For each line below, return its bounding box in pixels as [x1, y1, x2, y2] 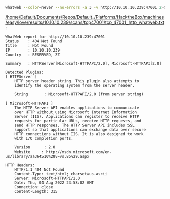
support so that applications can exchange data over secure [14, 127, 146, 132]
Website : [14, 149, 44, 154]
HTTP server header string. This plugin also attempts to [14, 78, 139, 83]
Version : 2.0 [14, 144, 56, 150]
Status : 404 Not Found [5, 38, 62, 44]
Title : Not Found [5, 43, 53, 48]
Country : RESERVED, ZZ [5, 52, 60, 57]
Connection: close [14, 184, 53, 189]
